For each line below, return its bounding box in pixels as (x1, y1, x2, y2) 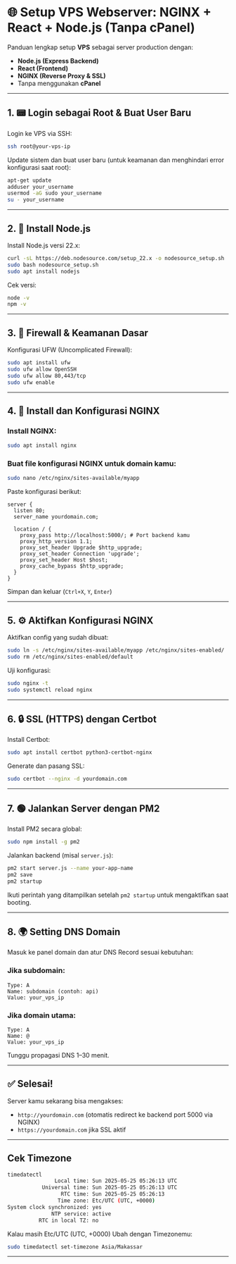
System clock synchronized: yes (7, 1203, 102, 1210)
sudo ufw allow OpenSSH (7, 366, 77, 373)
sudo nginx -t (7, 679, 49, 687)
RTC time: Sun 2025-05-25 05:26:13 (60, 1191, 165, 1198)
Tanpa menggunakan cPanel (17, 79, 101, 87)
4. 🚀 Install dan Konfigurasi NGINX (7, 405, 160, 417)
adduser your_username (7, 183, 74, 190)
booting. (7, 898, 32, 906)
